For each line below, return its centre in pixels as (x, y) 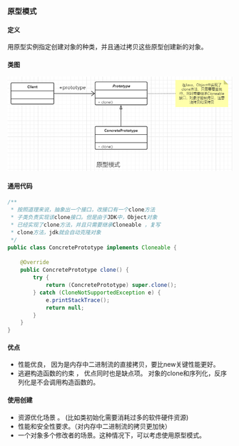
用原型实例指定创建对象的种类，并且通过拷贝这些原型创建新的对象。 (107, 47)
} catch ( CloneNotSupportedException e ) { (97, 293)
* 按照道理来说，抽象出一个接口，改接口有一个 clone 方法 (83, 210)
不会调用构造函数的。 (68, 382)
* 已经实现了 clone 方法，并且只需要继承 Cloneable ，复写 (85, 225)
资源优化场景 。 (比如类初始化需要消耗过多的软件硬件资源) (103, 417)
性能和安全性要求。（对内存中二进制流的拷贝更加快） (94, 426)
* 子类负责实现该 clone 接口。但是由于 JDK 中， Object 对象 (84, 218)
